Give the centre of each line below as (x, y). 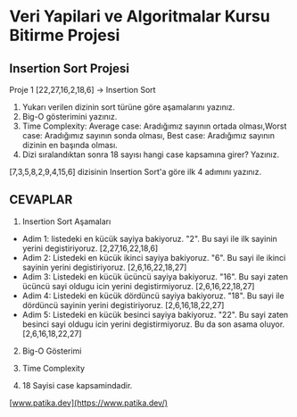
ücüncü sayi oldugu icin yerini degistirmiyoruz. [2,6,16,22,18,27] (138, 286)
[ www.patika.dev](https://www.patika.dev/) (88, 403)
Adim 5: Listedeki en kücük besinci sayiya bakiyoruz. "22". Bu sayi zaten (155, 314)
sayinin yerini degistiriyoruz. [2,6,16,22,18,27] (104, 267)
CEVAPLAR (41, 200)
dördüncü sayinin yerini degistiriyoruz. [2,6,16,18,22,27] (123, 304)
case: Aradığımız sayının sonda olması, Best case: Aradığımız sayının (148, 135)
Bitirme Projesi (65, 35)
